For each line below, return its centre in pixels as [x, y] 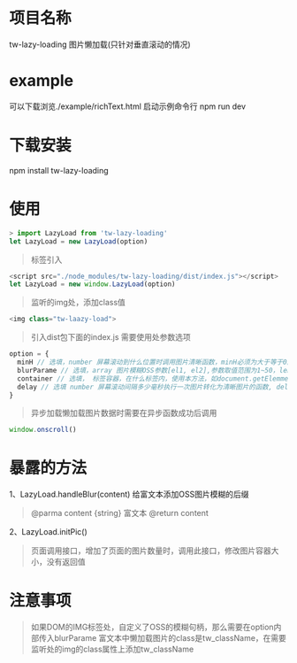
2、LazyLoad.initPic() [49, 532]
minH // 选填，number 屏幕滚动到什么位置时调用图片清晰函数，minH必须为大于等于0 [152, 362]
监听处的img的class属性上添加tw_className [112, 649]
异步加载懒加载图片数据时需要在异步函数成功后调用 [124, 413]
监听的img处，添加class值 [78, 303]
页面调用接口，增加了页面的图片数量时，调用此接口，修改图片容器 [151, 551]
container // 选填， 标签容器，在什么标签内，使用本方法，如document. [135, 378]
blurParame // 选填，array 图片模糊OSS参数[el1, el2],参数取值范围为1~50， [148, 370]
